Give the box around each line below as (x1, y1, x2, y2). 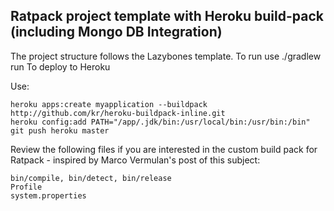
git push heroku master (10, 125, 110, 136)
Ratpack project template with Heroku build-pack (10, 8, 324, 25)
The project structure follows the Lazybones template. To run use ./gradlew (10, 50, 322, 62)
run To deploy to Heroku (10, 60, 111, 73)
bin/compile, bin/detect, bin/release (10, 173, 172, 183)
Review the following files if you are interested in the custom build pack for (10, 143, 318, 155)
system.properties (10, 190, 87, 201)
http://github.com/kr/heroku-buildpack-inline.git (10, 108, 226, 118)
